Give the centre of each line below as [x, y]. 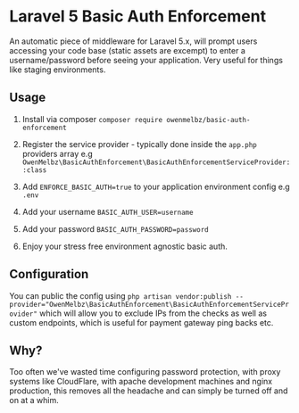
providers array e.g [57, 153]
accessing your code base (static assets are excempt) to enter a [127, 50]
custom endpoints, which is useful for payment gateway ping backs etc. [141, 322]
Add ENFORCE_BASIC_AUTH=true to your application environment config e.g [156, 186]
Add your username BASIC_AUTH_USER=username [108, 211]
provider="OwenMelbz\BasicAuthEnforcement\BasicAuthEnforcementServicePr [149, 304]
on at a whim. [34, 401]
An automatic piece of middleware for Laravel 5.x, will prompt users [133, 41]
